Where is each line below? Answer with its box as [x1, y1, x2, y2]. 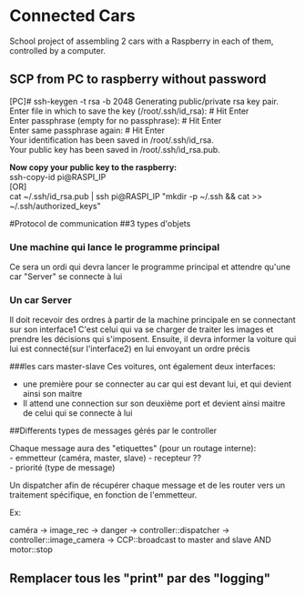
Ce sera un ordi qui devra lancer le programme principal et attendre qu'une [9, 261, 291, 273]
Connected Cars [9, 5, 136, 26]
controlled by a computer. [9, 45, 107, 55]
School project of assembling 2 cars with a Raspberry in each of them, [9, 35, 274, 46]
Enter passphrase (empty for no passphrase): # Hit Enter [9, 115, 222, 126]
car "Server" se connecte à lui [9, 271, 123, 282]
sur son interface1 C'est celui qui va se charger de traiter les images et [9, 324, 274, 335]
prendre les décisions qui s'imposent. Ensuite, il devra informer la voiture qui [9, 334, 297, 345]
